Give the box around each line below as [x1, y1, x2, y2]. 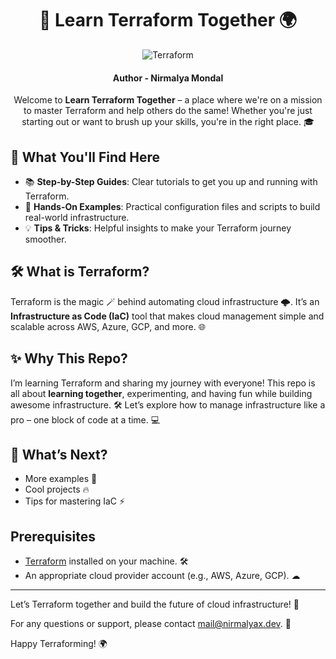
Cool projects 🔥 [24, 483, 90, 496]
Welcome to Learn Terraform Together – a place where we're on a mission [13, 94, 323, 106]
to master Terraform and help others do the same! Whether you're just [23, 105, 313, 117]
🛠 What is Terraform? [10, 263, 150, 281]
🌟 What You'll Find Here [10, 148, 160, 166]
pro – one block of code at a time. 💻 [10, 413, 161, 426]
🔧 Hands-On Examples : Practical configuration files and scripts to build [24, 200, 321, 212]
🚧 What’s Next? [10, 446, 108, 463]
